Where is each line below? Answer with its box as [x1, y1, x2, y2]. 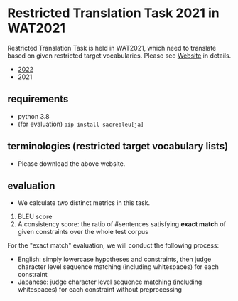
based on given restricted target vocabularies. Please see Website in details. [7, 51, 232, 60]
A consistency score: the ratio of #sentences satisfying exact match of [17, 220, 226, 228]
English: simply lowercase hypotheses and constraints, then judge [17, 255, 212, 264]
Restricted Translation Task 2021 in [7, 5, 220, 21]
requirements [7, 93, 69, 105]
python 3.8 [17, 112, 50, 120]
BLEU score [17, 212, 53, 221]
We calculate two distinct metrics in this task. [17, 199, 151, 207]
